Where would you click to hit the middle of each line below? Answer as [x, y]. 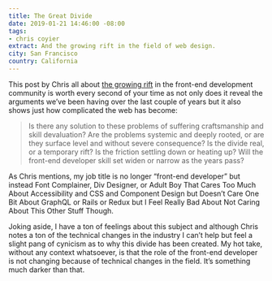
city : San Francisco [43, 54]
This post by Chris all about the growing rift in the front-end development [131, 84]
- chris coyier [34, 39]
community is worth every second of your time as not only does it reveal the [136, 93]
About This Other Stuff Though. [61, 210]
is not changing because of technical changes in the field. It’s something [130, 261]
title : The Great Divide [50, 16]
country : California [43, 62]
